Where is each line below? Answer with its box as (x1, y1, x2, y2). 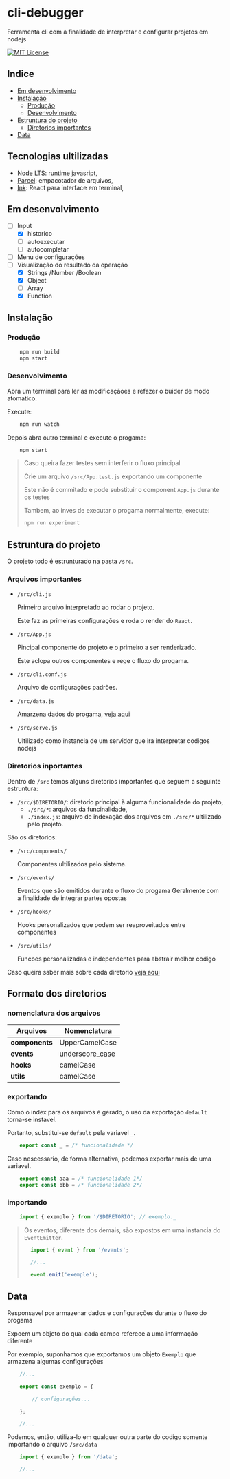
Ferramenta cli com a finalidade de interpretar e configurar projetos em (7, 28, 208, 36)
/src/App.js (16, 631, 51, 638)
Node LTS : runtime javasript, (16, 169, 98, 177)
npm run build (19, 348, 60, 356)
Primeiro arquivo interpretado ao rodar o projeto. (16, 603, 154, 611)
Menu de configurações (16, 253, 85, 261)
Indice (7, 68, 34, 80)
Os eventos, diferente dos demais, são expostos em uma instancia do (23, 1225, 221, 1234)
